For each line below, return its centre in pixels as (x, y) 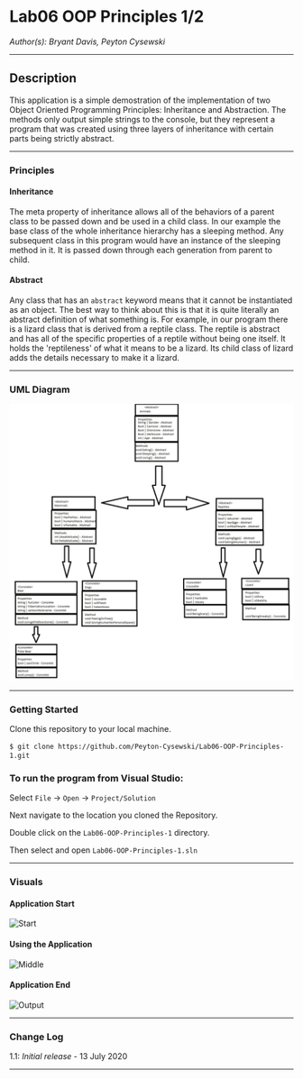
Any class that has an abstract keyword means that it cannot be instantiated (151, 300)
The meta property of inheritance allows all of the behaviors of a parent (142, 211)
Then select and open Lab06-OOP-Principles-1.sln (104, 850)
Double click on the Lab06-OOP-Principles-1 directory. (110, 833)
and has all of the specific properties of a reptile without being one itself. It (147, 339)
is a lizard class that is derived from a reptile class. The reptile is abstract (145, 329)
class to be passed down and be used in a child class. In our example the (145, 221)
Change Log (37, 1037)
